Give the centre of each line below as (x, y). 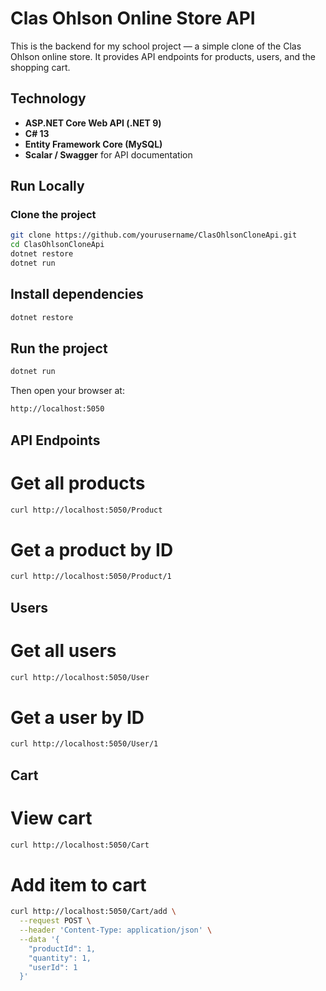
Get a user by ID (77, 717)
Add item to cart (78, 884)
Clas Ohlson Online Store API (133, 18)
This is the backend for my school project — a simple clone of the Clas (156, 46)
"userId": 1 (53, 967)
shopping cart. (40, 67)
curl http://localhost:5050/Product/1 (91, 577)
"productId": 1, (62, 948)
